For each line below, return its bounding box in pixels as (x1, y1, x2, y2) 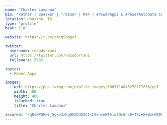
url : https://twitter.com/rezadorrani (9, 53, 90, 58)
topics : (5, 66, 21, 71)
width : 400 (14, 89, 37, 94)
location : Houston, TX (5, 16, 52, 21)
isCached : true (14, 98, 46, 103)
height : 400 (14, 94, 39, 99)
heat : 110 (5, 26, 26, 31)
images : (5, 80, 21, 85)
